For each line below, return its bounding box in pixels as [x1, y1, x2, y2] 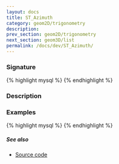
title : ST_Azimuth [6, 15, 53, 21]
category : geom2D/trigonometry [6, 20, 86, 26]
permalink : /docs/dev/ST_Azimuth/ [6, 43, 94, 49]
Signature [6, 63, 36, 71]
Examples [6, 108, 36, 117]
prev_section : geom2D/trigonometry [6, 32, 97, 38]
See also [6, 135, 29, 143]
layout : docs [6, 9, 39, 15]
